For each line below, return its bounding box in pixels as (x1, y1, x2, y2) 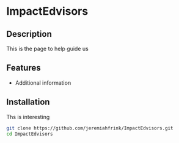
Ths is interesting (6, 113, 50, 120)
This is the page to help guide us (6, 45, 89, 52)
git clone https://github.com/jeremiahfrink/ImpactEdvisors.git (6, 125, 174, 131)
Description (6, 29, 52, 39)
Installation (6, 97, 50, 107)
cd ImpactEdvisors (6, 131, 53, 137)
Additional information (15, 79, 71, 87)
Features (6, 63, 41, 73)
